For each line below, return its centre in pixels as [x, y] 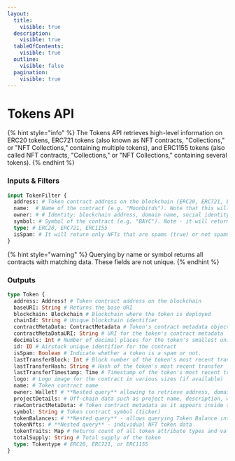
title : [23, 20]
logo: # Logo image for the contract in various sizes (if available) [119, 379]
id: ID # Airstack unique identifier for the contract [95, 346]
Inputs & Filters [34, 181]
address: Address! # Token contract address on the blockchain [107, 301]
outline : [26, 60]
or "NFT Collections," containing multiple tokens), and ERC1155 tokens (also [116, 148]
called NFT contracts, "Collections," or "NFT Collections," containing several [117, 156]
